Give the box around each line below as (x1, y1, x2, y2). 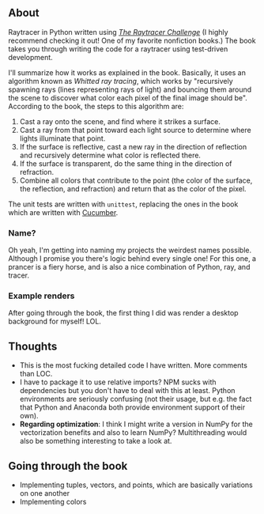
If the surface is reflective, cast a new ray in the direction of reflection (19, 142, 247, 151)
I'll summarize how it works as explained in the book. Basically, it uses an (8, 67, 247, 77)
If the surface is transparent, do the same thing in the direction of (19, 158, 232, 168)
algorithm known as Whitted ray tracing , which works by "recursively (8, 76, 233, 85)
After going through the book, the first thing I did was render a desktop (8, 308, 239, 318)
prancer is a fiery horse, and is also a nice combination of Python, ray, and (8, 263, 251, 272)
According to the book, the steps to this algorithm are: (8, 101, 184, 111)
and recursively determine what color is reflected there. (19, 150, 202, 160)
